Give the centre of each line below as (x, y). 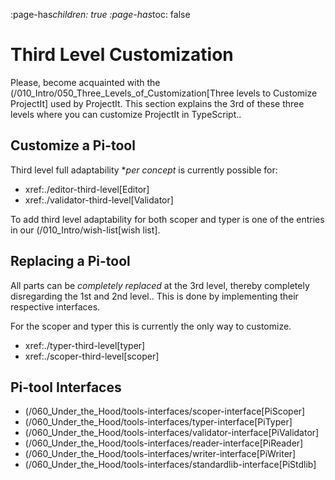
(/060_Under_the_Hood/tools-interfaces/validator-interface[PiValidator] (172, 433)
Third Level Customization (122, 55)
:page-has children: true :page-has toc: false (100, 14)
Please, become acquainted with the (85, 82)
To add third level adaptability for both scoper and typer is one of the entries (167, 219)
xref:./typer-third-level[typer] (85, 345)
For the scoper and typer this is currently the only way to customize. (151, 326)
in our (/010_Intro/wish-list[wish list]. (85, 230)
